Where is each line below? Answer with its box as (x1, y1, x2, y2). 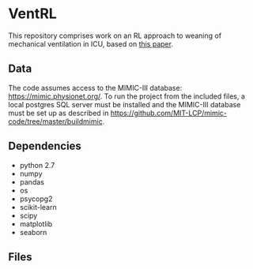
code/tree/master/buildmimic (8, 116, 103, 126)
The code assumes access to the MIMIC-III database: (8, 83, 183, 92)
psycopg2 (19, 194, 53, 204)
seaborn (19, 227, 47, 237)
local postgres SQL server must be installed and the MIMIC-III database (8, 99, 241, 109)
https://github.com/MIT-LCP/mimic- (110, 108, 228, 118)
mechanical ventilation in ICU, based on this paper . (8, 39, 174, 48)
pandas (19, 177, 45, 186)
